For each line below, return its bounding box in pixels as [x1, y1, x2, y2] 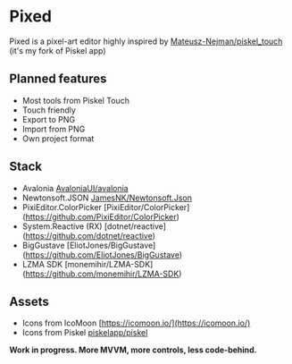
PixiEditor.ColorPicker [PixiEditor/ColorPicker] [21, 201, 190, 212]
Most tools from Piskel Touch [21, 95, 129, 106]
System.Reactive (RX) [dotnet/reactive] [21, 221, 167, 232]
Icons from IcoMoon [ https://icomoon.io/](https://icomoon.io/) [21, 317, 251, 328]
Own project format [21, 132, 95, 144]
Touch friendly [21, 105, 76, 115]
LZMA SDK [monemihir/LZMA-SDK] [21, 258, 154, 269]
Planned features [9, 72, 107, 87]
